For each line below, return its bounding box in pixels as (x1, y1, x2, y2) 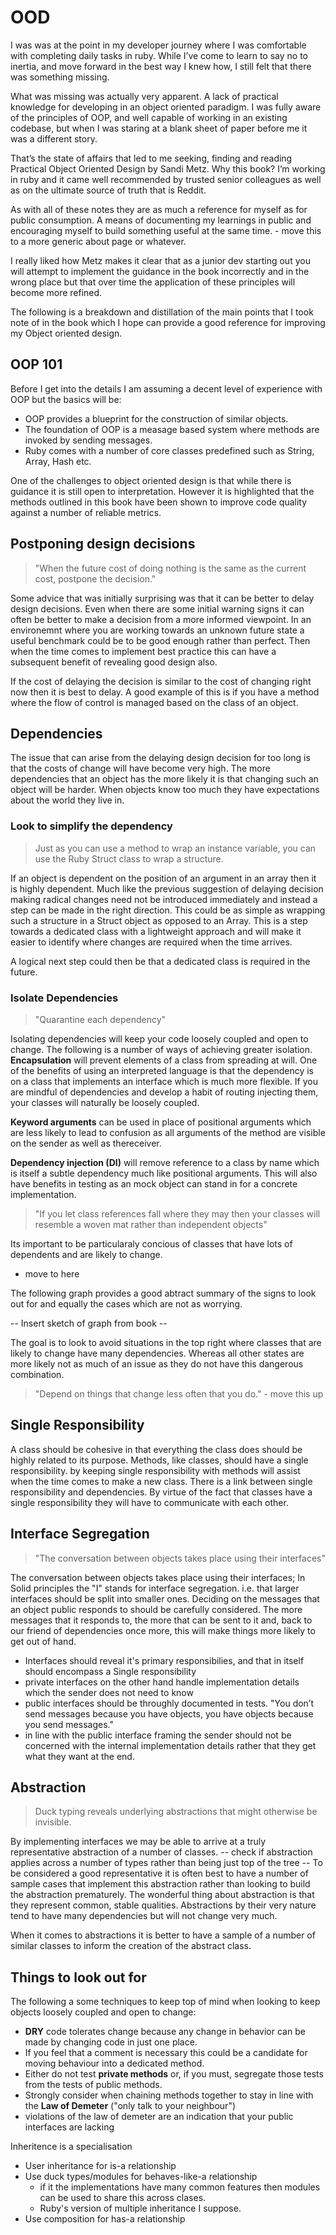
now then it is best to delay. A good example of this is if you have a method (10, 686, 320, 698)
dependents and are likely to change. (10, 1248, 163, 1260)
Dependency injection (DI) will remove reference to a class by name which (10, 1156, 320, 1168)
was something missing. (10, 71, 110, 83)
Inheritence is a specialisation (10, 2141, 133, 2153)
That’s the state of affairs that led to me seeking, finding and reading (10, 152, 293, 164)
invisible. (34, 1816, 72, 1828)
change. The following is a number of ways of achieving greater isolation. (10, 1043, 313, 1055)
